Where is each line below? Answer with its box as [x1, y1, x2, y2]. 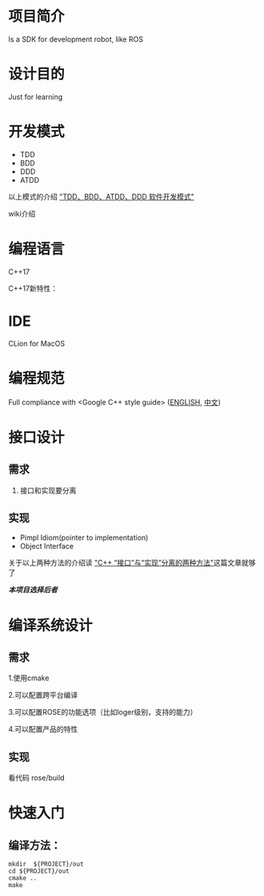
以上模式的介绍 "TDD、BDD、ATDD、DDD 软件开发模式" [8, 192, 194, 201]
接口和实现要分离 [19, 485, 77, 495]
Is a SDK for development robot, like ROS [8, 34, 144, 44]
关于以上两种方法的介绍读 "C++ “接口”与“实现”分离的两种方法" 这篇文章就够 [8, 558, 256, 568]
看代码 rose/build [8, 773, 66, 783]
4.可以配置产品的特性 [8, 724, 78, 734]
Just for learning [8, 91, 63, 101]
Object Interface [19, 541, 74, 551]
